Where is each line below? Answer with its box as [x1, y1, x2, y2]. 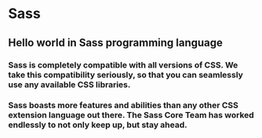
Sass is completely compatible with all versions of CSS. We [8, 60, 238, 71]
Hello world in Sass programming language [8, 36, 224, 49]
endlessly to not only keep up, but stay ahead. [8, 119, 187, 130]
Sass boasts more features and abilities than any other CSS [8, 100, 239, 111]
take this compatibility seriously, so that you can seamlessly [8, 69, 243, 80]
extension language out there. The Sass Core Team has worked [8, 110, 255, 121]
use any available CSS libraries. [8, 79, 131, 90]
